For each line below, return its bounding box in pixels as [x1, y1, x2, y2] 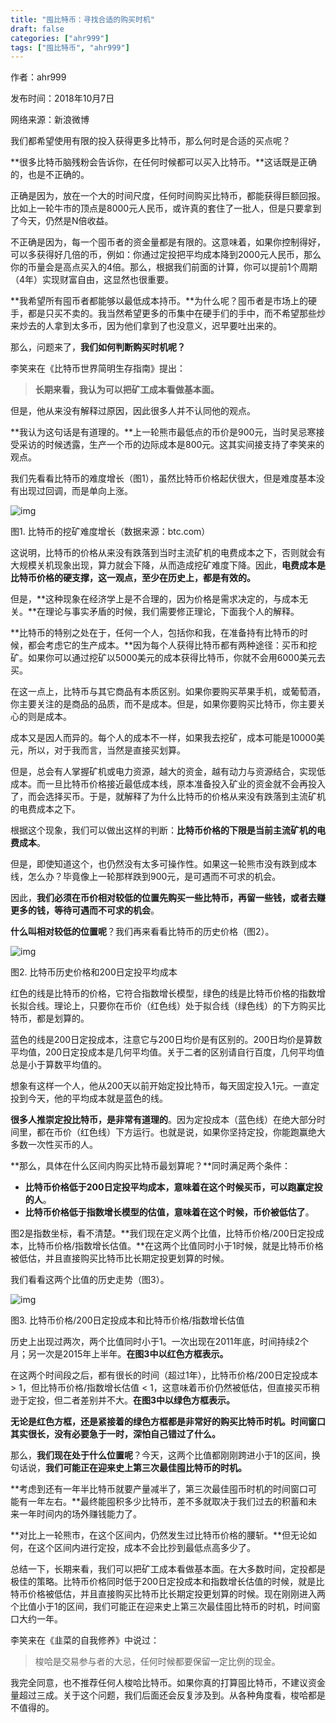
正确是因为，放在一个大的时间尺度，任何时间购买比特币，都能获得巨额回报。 [10, 190, 326, 202]
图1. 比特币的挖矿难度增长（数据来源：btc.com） [10, 526, 211, 538]
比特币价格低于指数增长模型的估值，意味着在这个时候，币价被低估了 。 [24, 1206, 315, 1218]
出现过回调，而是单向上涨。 [18, 485, 133, 497]
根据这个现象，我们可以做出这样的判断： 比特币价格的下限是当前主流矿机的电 [10, 824, 326, 836]
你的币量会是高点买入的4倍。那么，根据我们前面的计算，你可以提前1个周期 [10, 261, 318, 273]
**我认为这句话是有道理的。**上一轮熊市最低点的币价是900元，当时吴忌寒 [10, 426, 317, 438]
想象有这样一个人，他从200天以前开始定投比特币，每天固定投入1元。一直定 [10, 1080, 320, 1092]
